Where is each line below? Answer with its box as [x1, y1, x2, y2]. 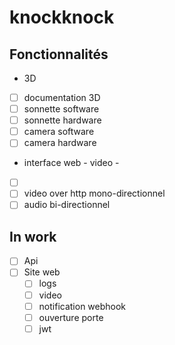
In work [9, 228, 57, 245]
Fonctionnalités [9, 46, 109, 63]
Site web [23, 266, 61, 278]
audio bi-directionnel [23, 199, 111, 211]
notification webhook [38, 300, 127, 312]
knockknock [9, 6, 115, 29]
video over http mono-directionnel [23, 187, 166, 200]
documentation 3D [23, 92, 101, 103]
